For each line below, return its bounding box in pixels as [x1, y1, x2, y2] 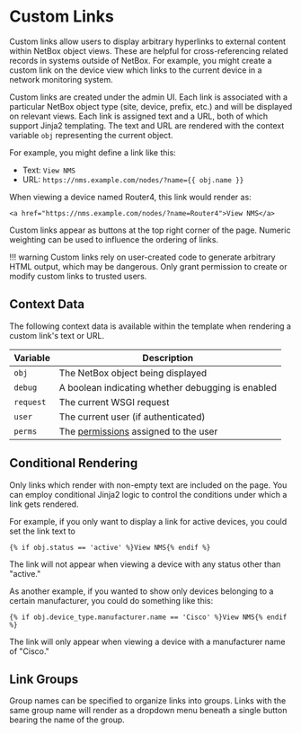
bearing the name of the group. [9, 714, 126, 725]
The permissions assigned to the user [58, 425, 218, 438]
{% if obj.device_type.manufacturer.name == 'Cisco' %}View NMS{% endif [9, 613, 288, 622]
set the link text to [9, 526, 76, 536]
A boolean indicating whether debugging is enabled [58, 381, 277, 394]
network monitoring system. [9, 74, 114, 84]
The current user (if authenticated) [58, 411, 206, 423]
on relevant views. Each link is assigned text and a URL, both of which [9, 111, 269, 121]
